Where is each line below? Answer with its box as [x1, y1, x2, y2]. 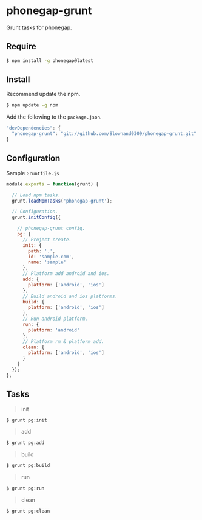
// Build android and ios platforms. [22, 293, 118, 299]
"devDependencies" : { [6, 125, 61, 131]
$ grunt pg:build [6, 463, 50, 469]
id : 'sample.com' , [28, 254, 75, 260]
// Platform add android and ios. [22, 271, 110, 277]
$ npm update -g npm [6, 102, 59, 108]
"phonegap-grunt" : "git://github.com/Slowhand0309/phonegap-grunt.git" [12, 131, 197, 137]
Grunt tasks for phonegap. [6, 24, 72, 31]
